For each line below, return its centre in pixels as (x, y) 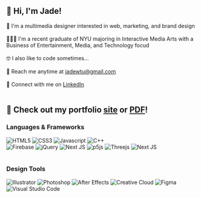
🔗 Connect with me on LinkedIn (45, 84)
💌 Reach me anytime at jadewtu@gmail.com (61, 71)
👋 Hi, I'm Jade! (34, 11)
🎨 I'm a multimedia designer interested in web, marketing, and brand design (101, 26)
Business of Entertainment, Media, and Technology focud (78, 45)
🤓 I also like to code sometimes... (48, 58)
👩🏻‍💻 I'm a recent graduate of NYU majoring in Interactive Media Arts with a (100, 39)
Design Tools (26, 169)
